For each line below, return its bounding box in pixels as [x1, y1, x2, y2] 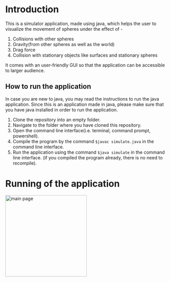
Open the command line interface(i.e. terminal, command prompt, [12, 127, 151, 133]
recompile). [12, 160, 37, 166]
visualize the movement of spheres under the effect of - [5, 26, 123, 32]
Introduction [5, 4, 59, 15]
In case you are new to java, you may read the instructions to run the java [5, 96, 159, 102]
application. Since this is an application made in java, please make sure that [5, 101, 164, 107]
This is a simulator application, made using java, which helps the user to [5, 20, 157, 27]
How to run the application [5, 82, 91, 91]
